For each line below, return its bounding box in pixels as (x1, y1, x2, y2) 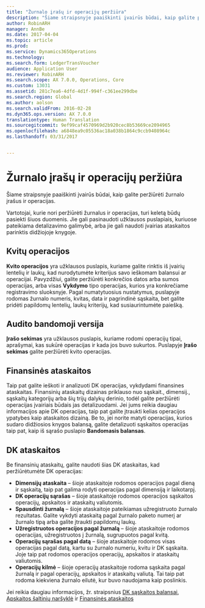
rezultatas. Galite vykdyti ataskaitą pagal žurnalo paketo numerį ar (15, 512, 182, 519)
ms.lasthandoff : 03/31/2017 (6, 134, 78, 140)
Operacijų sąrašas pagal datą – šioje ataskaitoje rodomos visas (15, 538, 176, 545)
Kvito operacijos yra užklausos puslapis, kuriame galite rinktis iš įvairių (6, 262, 185, 270)
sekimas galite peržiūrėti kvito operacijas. (6, 348, 112, 356)
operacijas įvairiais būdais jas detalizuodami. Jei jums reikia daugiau (6, 401, 178, 409)
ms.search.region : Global (6, 94, 72, 100)
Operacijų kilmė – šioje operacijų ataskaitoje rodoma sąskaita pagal (15, 563, 185, 571)
